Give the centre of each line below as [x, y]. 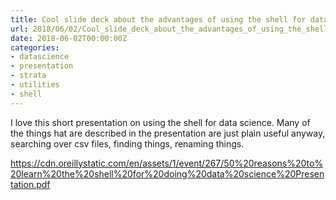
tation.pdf [30, 184]
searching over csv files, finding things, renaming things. [127, 143]
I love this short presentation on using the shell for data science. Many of [160, 122]
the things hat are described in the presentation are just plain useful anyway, [168, 133]
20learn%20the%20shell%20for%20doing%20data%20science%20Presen [167, 173]
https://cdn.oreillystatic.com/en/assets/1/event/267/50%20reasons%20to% [167, 163]
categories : [35, 47]
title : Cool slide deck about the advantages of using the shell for [158, 19]
